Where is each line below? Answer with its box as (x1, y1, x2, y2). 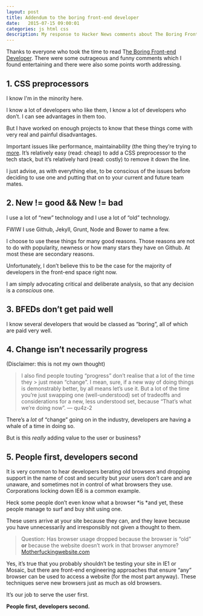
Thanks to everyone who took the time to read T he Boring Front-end (6, 48, 176, 55)
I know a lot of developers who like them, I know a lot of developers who (6, 106, 186, 113)
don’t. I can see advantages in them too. (6, 113, 107, 120)
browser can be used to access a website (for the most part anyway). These (6, 573, 196, 580)
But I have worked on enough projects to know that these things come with (6, 124, 193, 132)
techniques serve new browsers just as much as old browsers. (6, 580, 162, 587)
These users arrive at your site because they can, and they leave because (6, 517, 190, 524)
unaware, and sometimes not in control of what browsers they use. (6, 481, 173, 488)
